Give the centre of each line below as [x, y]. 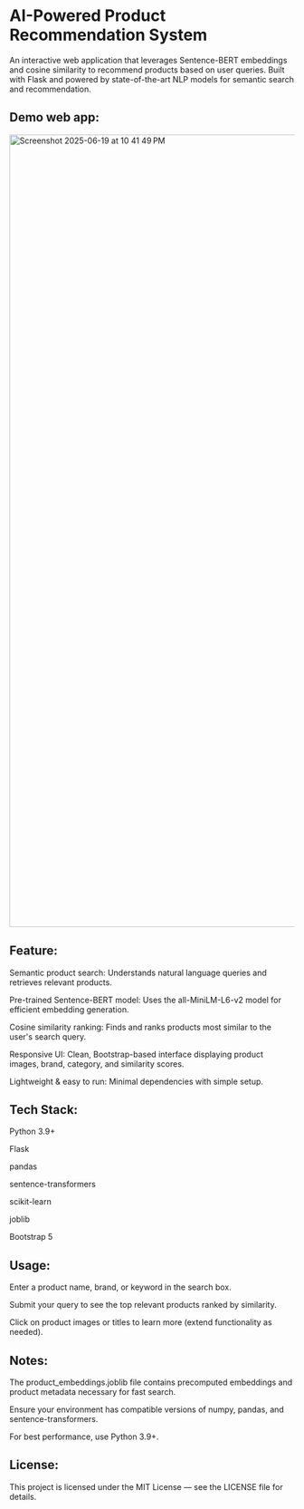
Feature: [33, 951]
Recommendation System [109, 35]
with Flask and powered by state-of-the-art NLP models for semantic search [152, 79]
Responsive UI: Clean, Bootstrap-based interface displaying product [137, 1054]
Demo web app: [54, 117]
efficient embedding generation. [69, 1009]
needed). [26, 1332]
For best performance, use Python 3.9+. [84, 1436]
